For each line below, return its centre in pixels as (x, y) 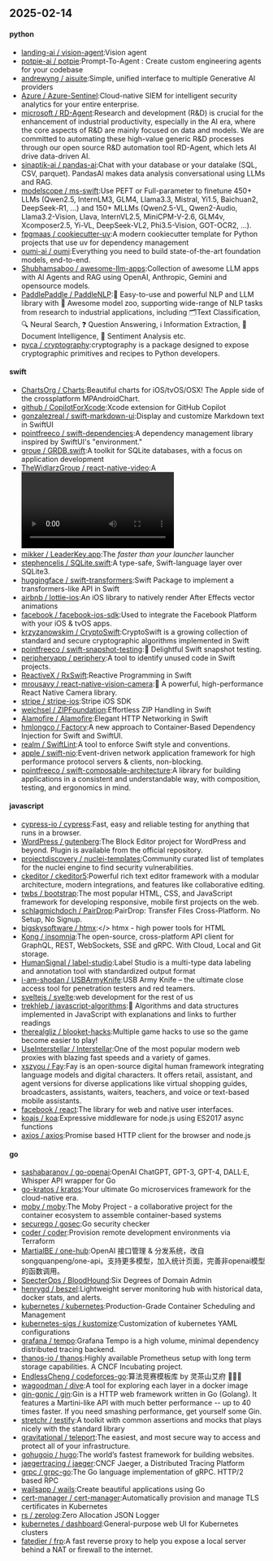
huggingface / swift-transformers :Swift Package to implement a (128, 580)
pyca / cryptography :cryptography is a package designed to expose (135, 344)
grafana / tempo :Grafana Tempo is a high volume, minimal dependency (140, 1341)
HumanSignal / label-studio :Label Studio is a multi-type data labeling (136, 962)
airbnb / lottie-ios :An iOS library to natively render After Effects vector (138, 597)
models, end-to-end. (56, 259)
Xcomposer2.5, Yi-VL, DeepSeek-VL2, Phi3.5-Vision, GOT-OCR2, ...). (136, 225)
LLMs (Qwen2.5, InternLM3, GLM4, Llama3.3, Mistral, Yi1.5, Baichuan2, (139, 199)
